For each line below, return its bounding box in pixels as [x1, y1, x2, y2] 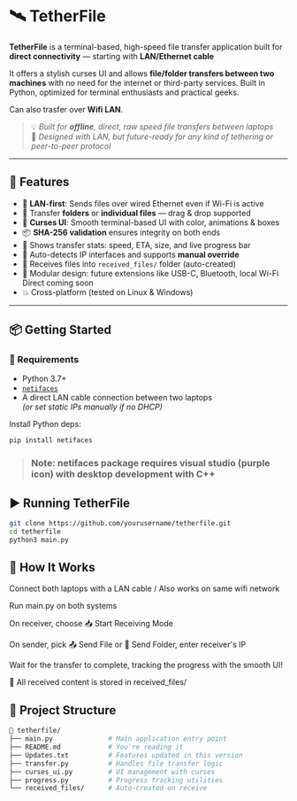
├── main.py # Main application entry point [9, 735, 227, 743]
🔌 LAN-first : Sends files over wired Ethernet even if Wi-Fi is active [21, 198, 264, 208]
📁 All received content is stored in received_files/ [9, 677, 187, 688]
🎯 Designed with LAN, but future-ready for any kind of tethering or [30, 131, 274, 142]
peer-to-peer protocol [30, 140, 111, 151]
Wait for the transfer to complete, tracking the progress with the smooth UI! [9, 660, 283, 671]
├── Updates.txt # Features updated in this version [9, 750, 243, 759]
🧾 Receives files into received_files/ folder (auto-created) [21, 258, 237, 269]
